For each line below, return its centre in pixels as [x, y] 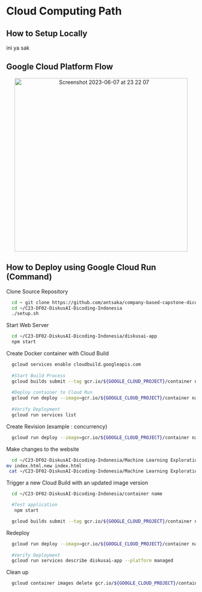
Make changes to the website [43, 449]
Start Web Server [28, 325]
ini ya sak [18, 48]
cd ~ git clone [31, 302]
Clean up [17, 572]
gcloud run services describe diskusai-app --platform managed [92, 561]
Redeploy [18, 533]
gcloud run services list [44, 415]
